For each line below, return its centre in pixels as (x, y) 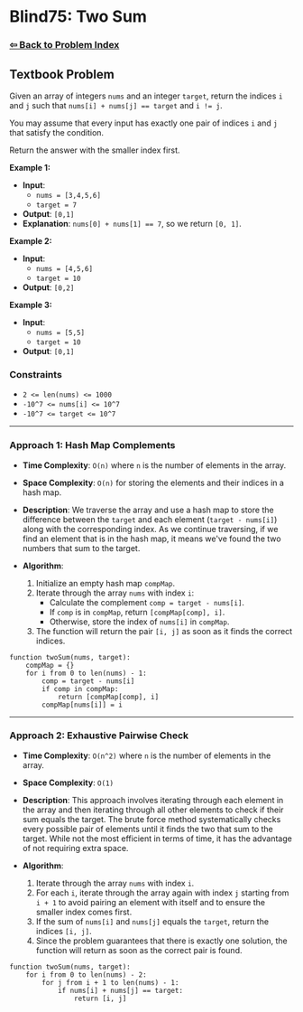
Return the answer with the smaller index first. (95, 150)
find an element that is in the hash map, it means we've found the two (151, 539)
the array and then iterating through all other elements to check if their (153, 810)
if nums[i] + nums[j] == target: (120, 990)
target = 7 (56, 205)
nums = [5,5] (60, 333)
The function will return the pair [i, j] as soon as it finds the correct (164, 631)
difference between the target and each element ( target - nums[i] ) (150, 519)
